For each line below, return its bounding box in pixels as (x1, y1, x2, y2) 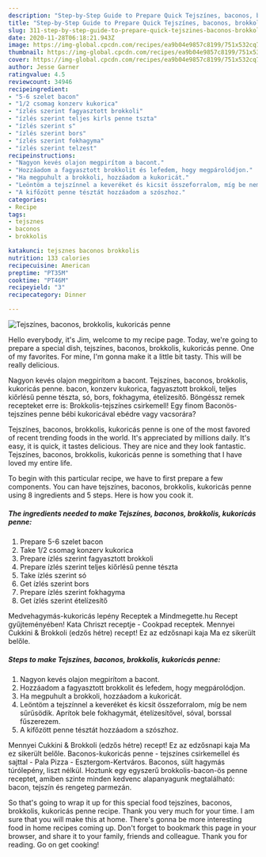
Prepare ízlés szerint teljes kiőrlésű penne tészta (19, 562, 178, 571)
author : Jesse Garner (8, 63, 80, 71)
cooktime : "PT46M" (8, 276, 69, 284)
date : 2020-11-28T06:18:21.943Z (8, 33, 115, 42)
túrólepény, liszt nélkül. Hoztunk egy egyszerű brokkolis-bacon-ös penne (8, 765, 248, 775)
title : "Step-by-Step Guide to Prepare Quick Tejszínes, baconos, (8, 19, 232, 27)
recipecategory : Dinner (8, 291, 87, 299)
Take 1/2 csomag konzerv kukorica (19, 545, 134, 554)
